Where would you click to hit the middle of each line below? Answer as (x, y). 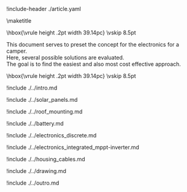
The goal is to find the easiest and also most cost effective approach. (94, 64)
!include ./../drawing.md (36, 171)
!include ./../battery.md (35, 123)
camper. (17, 51)
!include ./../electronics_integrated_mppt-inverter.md (73, 147)
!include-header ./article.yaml (44, 9)
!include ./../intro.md (32, 88)
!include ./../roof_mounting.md (44, 112)
